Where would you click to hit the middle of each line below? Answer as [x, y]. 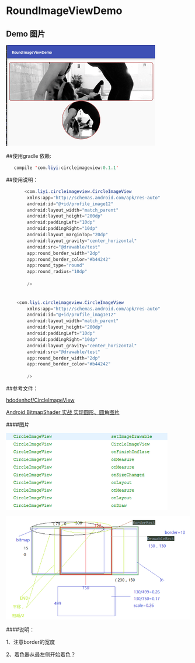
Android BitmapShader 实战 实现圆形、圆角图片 [63, 412]
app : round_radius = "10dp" [57, 272]
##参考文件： [22, 388]
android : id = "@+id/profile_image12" [70, 204]
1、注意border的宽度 [31, 642]
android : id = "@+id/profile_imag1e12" [72, 315]
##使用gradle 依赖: [29, 156]
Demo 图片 [26, 34]
